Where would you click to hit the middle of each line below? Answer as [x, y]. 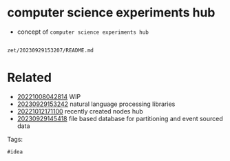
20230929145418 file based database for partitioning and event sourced [120, 118]
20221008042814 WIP [49, 96]
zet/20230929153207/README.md [51, 50]
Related [29, 78]
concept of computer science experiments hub [83, 32]
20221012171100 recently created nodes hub [80, 111]
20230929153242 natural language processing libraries [96, 104]
